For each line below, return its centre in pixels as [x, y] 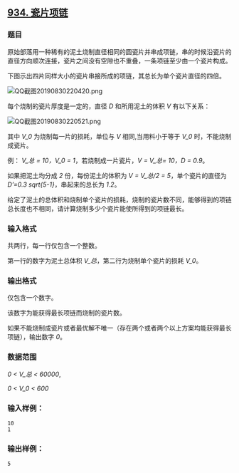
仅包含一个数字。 [32, 298]
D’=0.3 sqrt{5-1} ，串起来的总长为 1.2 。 [64, 184]
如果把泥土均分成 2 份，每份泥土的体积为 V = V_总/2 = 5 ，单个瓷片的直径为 [117, 175]
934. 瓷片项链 [38, 13]
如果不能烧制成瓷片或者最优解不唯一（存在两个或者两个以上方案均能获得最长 [119, 328]
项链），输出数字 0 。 [37, 337]
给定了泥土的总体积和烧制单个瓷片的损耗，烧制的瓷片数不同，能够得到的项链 [119, 199]
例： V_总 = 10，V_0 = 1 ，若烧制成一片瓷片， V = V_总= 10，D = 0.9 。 [108, 160]
